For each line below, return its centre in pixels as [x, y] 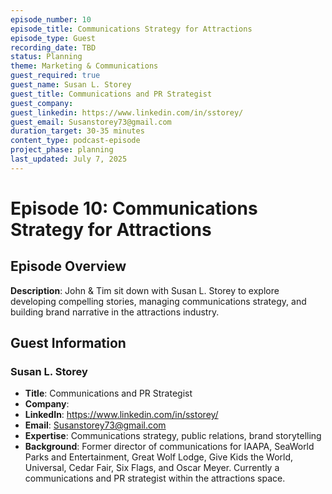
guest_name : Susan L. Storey [71, 85]
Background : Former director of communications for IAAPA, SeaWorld [169, 447]
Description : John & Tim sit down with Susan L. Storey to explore [145, 290]
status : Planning [46, 57]
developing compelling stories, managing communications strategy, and [158, 301]
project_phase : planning [62, 150]
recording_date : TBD [53, 47]
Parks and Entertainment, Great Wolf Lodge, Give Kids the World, [159, 457]
